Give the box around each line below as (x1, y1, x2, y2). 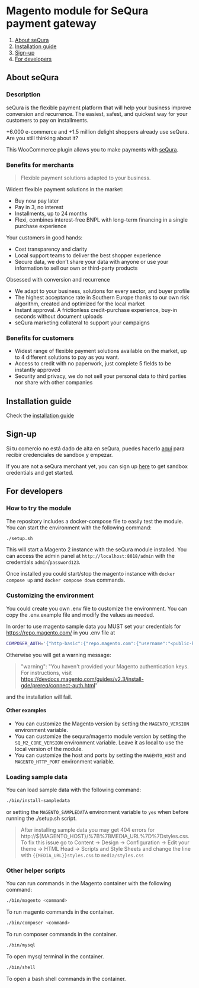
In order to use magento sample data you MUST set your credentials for (6, 623, 182, 630)
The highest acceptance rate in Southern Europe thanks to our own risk (14, 293, 190, 301)
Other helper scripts (6, 866, 66, 875)
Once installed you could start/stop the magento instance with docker (6, 570, 176, 577)
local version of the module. (14, 745, 83, 752)
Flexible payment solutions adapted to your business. (20, 174, 151, 181)
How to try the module (6, 504, 72, 512)
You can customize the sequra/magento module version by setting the (14, 733, 187, 740)
